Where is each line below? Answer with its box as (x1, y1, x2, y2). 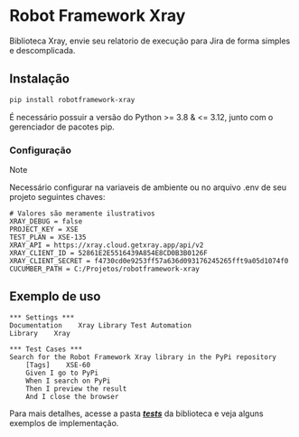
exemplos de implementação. (9, 417, 119, 428)
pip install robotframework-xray (9, 95, 135, 104)
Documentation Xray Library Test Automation (9, 320, 192, 330)
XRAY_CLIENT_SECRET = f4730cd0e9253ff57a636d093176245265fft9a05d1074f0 (9, 256, 289, 265)
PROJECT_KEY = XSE (9, 224, 79, 233)
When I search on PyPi (25, 376, 111, 385)
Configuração (9, 144, 72, 157)
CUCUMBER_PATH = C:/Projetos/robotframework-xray (9, 264, 201, 273)
